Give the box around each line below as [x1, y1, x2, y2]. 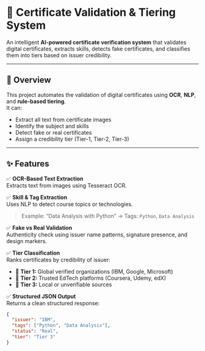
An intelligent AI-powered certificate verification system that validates [6, 38, 187, 46]
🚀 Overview [6, 75, 51, 85]
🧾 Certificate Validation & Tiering [6, 5, 176, 19]
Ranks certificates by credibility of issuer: [6, 256, 111, 263]
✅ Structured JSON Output [6, 292, 76, 300]
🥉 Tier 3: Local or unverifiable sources [15, 280, 112, 288]
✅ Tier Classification [6, 249, 60, 257]
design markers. [6, 237, 48, 244]
